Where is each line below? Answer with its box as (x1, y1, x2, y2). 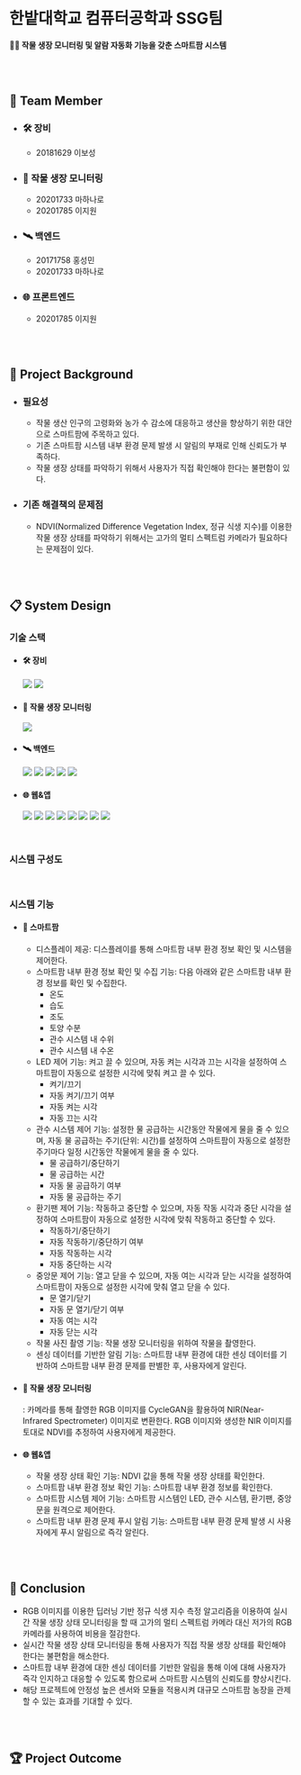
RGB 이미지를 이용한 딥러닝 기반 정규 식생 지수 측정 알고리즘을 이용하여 (22, 1606, 271, 1617)
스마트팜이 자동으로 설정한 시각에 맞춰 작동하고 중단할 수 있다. (59, 1214, 276, 1225)
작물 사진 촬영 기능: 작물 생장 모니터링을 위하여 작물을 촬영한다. (35, 1338, 256, 1349)
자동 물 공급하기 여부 (49, 1181, 122, 1191)
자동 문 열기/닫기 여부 (49, 1304, 125, 1315)
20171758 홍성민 (35, 255, 95, 266)
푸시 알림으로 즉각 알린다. (59, 1527, 149, 1538)
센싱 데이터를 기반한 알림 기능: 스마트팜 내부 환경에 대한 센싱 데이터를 (35, 1349, 279, 1360)
